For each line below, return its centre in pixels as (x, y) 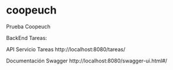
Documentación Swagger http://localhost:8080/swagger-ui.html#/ (87, 61)
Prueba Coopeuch (28, 26)
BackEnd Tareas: (27, 38)
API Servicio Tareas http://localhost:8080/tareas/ (66, 49)
